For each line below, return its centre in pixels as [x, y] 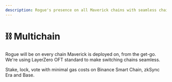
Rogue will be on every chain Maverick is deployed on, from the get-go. [81, 54]
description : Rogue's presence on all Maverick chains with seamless [81, 10]
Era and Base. [20, 75]
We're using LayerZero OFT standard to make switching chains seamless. [83, 59]
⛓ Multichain [33, 36]
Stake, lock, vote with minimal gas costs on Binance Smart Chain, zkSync [83, 69]
